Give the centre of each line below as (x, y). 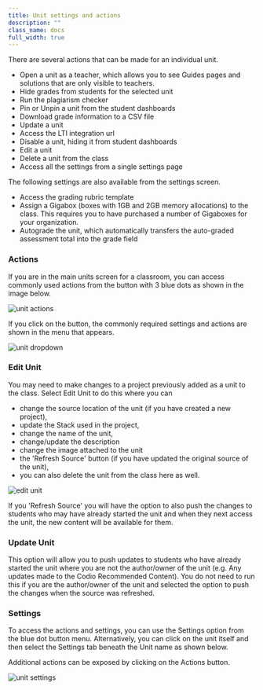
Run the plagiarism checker (64, 100)
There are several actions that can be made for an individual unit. (113, 60)
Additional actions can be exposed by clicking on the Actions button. (119, 662)
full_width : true (37, 37)
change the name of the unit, (66, 433)
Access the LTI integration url (67, 134)
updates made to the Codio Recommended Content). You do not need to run (131, 576)
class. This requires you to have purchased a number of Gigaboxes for (133, 214)
